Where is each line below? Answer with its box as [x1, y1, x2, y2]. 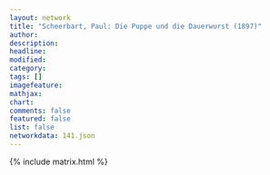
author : [9, 30, 39, 39]
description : [9, 38, 59, 48]
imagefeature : [9, 81, 64, 90]
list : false [9, 123, 55, 132]
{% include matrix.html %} [9, 156, 108, 167]
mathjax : [9, 89, 43, 98]
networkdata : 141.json [9, 131, 95, 141]
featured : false [9, 114, 71, 123]
